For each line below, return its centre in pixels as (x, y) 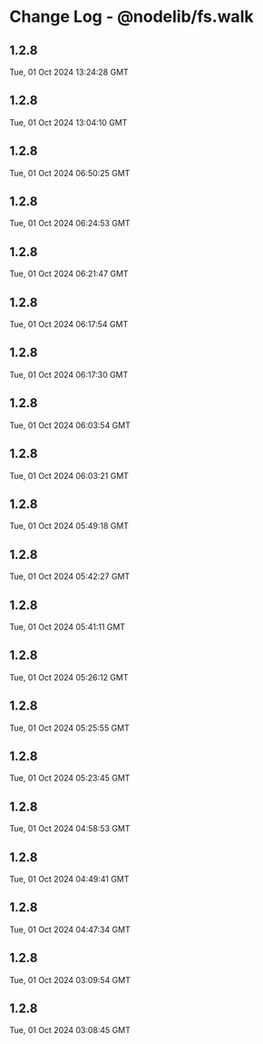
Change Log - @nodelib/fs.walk (131, 17)
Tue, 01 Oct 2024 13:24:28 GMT (69, 72)
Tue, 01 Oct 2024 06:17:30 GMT (69, 374)
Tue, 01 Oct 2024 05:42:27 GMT (70, 577)
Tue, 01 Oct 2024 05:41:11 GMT (67, 626)
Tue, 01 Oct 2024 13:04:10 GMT (68, 122)
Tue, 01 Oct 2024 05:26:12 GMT (69, 677)
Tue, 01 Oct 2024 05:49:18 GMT (69, 526)
